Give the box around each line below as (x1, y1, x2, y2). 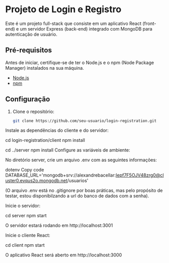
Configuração (5, 95, 50, 104)
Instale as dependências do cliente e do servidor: (5, 127, 109, 133)
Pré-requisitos (5, 46, 52, 54)
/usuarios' (67, 178, 89, 184)
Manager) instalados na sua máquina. (5, 65, 84, 71)
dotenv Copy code (5, 167, 44, 173)
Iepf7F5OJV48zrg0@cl (115, 172, 164, 179)
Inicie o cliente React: (5, 232, 50, 239)
